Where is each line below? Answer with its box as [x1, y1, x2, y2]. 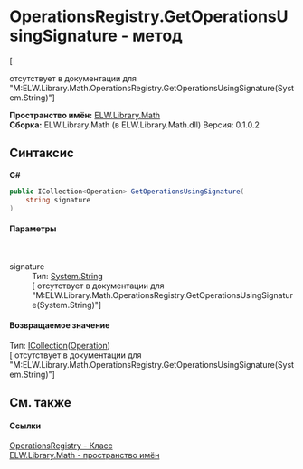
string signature [25, 195, 91, 204]
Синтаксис [9, 145, 74, 161]
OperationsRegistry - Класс [9, 440, 113, 451]
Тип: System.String [32, 270, 104, 281]
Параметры [9, 223, 57, 234]
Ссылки [9, 420, 42, 431]
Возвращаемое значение [9, 320, 110, 331]
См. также [9, 395, 72, 410]
